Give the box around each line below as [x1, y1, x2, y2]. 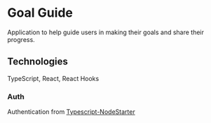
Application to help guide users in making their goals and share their [7, 28, 205, 36]
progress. [7, 35, 35, 43]
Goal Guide [7, 5, 74, 21]
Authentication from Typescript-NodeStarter [7, 108, 135, 116]
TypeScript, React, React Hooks [7, 74, 100, 82]
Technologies [7, 56, 69, 68]
